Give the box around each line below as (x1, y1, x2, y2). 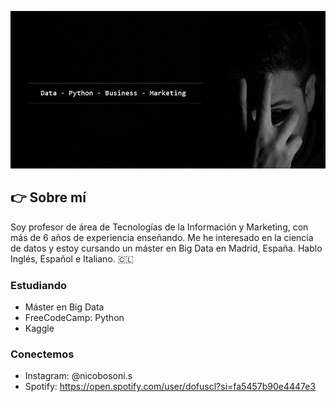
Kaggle (24, 322, 55, 335)
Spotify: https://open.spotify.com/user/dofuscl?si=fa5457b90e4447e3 (24, 381, 317, 393)
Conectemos (10, 347, 75, 361)
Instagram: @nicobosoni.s (24, 370, 133, 382)
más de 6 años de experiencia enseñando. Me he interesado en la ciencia (10, 231, 314, 243)
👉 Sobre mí (10, 189, 87, 206)
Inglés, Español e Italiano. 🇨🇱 (10, 252, 134, 265)
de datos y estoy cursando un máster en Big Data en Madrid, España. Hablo (10, 242, 323, 254)
